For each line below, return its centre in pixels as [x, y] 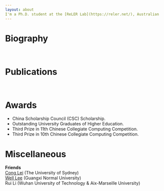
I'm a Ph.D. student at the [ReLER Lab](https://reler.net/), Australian [82, 14]
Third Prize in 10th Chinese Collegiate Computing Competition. [75, 134]
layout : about [20, 10]
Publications [31, 72]
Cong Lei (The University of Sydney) [42, 173]
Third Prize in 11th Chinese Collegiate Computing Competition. [75, 129]
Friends [13, 167]
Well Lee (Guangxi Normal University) [43, 178]
